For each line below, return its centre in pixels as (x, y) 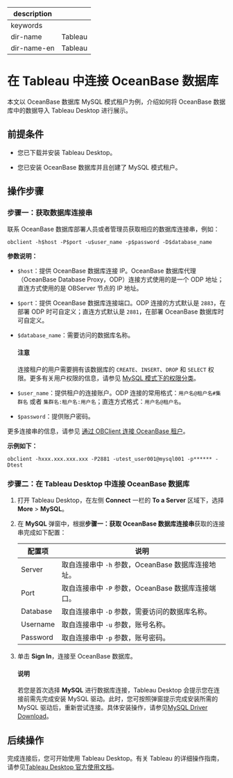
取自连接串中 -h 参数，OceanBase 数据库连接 (135, 565)
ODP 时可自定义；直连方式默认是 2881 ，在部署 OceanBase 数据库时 (127, 311)
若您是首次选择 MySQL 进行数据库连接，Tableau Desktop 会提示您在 (115, 690)
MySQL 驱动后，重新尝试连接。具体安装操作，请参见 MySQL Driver (112, 708)
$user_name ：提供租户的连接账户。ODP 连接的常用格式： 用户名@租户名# (116, 393)
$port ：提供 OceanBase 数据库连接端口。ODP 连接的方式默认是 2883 (115, 303)
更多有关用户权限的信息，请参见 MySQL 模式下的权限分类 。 (114, 378)
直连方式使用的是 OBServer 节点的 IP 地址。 (80, 289)
